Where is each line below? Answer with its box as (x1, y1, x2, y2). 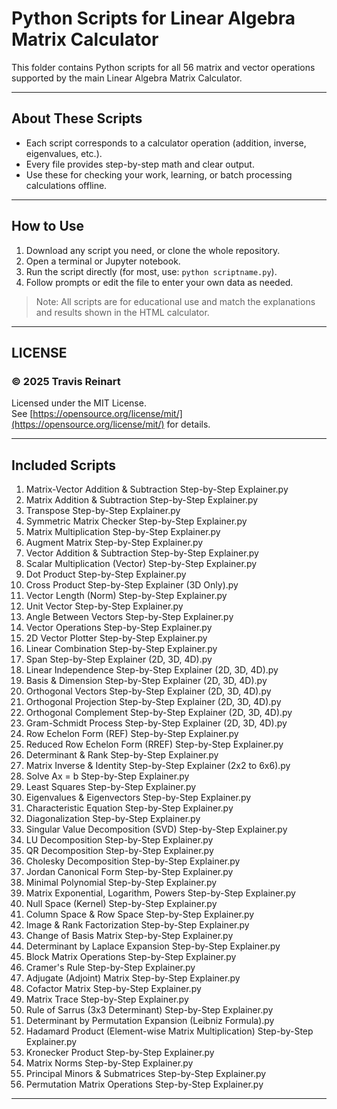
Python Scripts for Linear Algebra (11, 7, 296, 30)
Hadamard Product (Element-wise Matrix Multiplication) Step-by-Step (25, 1025, 314, 1037)
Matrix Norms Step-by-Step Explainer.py (25, 1057, 194, 1069)
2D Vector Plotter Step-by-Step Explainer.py (25, 632, 208, 644)
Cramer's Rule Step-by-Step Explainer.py (25, 962, 196, 974)
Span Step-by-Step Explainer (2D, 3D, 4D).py (25, 653, 213, 666)
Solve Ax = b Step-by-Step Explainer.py (25, 770, 190, 782)
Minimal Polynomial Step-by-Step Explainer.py (25, 877, 218, 889)
